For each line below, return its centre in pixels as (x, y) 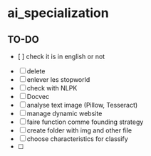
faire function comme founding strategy (85, 122)
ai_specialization (58, 13)
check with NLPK (52, 88)
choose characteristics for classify (77, 139)
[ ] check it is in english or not (61, 56)
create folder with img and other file (79, 130)
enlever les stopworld (58, 79)
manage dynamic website (64, 113)
